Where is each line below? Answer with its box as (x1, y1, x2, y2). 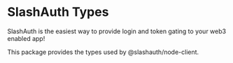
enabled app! (7, 34, 45, 42)
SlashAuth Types (7, 4, 109, 20)
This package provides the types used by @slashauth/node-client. (7, 48, 199, 56)
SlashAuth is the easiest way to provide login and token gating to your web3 (7, 27, 226, 35)
